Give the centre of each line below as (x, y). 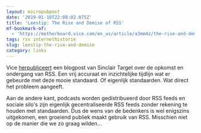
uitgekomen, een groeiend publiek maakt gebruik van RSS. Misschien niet (97, 117)
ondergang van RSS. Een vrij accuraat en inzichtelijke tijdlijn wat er (88, 74)
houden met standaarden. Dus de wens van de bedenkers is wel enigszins (98, 110)
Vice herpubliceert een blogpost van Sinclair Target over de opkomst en (95, 67)
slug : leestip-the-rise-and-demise (51, 45)
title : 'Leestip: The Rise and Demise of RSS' (65, 23)
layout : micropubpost (33, 12)
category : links (26, 51)
